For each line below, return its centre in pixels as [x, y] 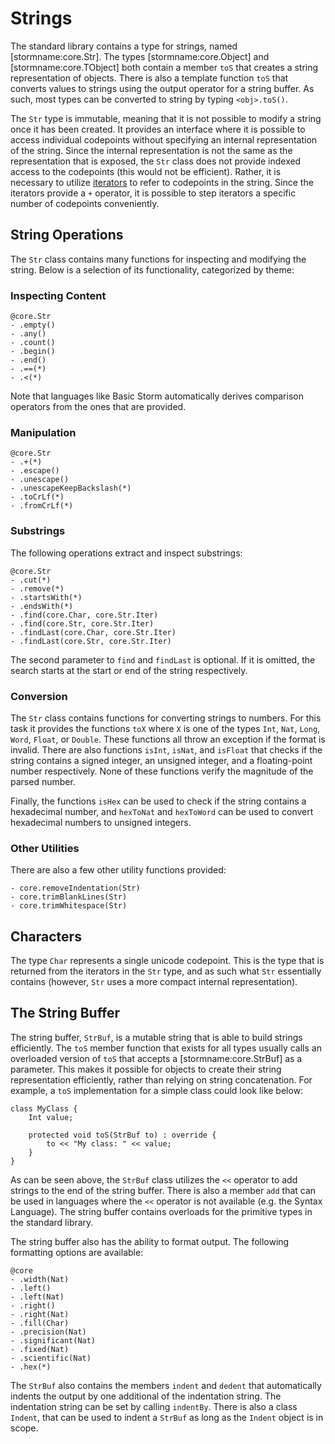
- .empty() [33, 325]
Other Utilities [45, 848]
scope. [24, 1428]
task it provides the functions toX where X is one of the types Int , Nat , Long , [165, 728]
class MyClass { [44, 1108]
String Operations [67, 235]
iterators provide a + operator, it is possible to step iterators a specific [153, 193]
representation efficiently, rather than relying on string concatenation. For [161, 1079]
